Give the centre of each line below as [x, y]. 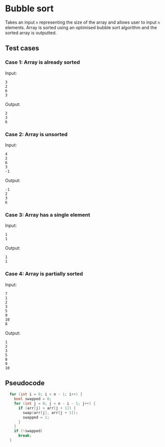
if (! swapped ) [28, 431]
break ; [25, 436]
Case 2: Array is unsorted [36, 134]
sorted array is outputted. [31, 33]
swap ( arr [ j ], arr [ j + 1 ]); [50, 412]
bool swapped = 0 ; [33, 399]
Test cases [22, 48]
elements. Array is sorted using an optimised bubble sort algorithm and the [81, 27]
